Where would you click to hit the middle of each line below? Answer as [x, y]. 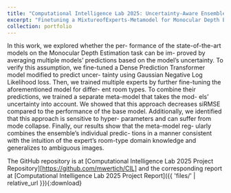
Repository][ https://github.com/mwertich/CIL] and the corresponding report [114, 168]
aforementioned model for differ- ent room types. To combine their [101, 89]
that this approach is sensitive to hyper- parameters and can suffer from [109, 119]
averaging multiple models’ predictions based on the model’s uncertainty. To [115, 60]
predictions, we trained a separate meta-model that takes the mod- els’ [108, 97]
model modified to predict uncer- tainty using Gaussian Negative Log [105, 75]
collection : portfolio [40, 26]
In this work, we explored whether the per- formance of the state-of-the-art [114, 46]
